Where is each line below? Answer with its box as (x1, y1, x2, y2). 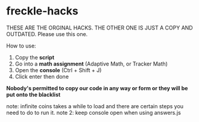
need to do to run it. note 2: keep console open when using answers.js (6, 109, 181, 116)
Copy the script (14, 53, 55, 61)
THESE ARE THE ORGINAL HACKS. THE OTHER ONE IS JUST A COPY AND (6, 24, 193, 31)
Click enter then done (14, 73, 69, 80)
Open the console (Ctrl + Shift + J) (14, 66, 102, 73)
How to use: (6, 42, 36, 49)
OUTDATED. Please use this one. (6, 30, 88, 37)
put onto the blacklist (6, 91, 61, 98)
